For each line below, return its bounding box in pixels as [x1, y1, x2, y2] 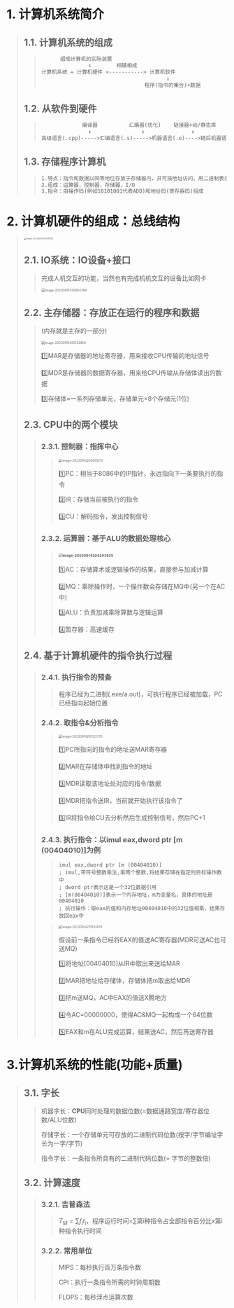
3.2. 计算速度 [23, 1176, 81, 1188]
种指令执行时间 [58, 1227, 102, 1235]
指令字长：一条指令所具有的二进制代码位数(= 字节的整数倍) [41, 1154, 211, 1163]
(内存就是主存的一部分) [41, 326, 108, 335]
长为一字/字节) [41, 1139, 83, 1148]
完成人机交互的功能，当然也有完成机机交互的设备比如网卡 [41, 274, 207, 282]
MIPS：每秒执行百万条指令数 [58, 1263, 141, 1272]
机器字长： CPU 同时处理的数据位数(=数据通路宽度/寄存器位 [41, 1107, 210, 1115]
